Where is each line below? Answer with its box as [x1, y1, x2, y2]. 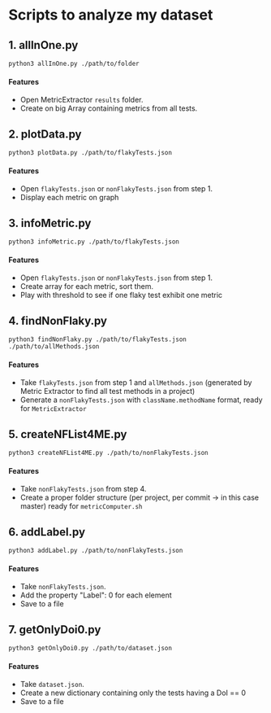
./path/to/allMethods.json [8, 343, 100, 351]
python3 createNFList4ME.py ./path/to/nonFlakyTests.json [8, 449, 209, 457]
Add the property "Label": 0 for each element [19, 590, 172, 600]
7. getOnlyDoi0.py [8, 623, 101, 636]
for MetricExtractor [19, 404, 87, 413]
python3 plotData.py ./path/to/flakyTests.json [8, 149, 173, 157]
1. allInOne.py [8, 38, 79, 52]
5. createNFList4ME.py [8, 427, 127, 441]
